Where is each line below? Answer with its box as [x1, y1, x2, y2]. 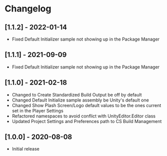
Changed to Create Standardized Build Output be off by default [11, 91, 142, 97]
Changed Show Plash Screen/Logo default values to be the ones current [11, 102, 161, 108]
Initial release [11, 146, 39, 152]
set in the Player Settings [11, 107, 63, 113]
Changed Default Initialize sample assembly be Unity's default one [11, 97, 149, 103]
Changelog [4, 3, 51, 14]
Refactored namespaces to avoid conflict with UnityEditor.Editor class [11, 113, 156, 119]
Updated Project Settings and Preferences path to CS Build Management [11, 118, 162, 124]
